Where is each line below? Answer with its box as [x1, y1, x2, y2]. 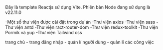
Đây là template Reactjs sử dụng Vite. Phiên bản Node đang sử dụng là [5, 4, 151, 10]
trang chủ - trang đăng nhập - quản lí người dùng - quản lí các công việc [5, 39, 154, 45]
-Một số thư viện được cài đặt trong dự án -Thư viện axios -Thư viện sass [5, 19, 156, 25]
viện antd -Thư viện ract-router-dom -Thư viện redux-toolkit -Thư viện [14, 24, 159, 30]
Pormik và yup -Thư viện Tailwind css [5, 30, 82, 35]
